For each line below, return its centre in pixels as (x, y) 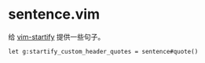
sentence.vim (54, 14)
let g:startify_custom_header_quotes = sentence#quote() (103, 51)
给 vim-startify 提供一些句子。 (57, 37)
